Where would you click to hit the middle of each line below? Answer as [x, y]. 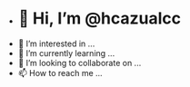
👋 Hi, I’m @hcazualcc [100, 19]
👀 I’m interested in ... [56, 43]
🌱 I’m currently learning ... [66, 53]
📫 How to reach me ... [60, 72]
